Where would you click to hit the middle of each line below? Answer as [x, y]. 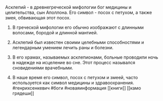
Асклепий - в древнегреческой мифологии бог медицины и [68, 7]
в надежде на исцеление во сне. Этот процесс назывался [74, 62]
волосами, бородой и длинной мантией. [55, 33]
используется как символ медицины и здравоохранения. [73, 83]
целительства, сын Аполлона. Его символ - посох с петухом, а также [79, 12]
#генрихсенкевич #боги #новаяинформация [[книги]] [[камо [77, 88]
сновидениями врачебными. [43, 68]
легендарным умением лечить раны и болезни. [63, 48]
